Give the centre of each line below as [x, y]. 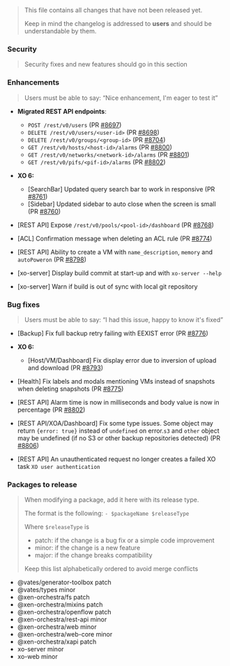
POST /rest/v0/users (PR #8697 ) [75, 124]
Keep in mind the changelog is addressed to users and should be [118, 23]
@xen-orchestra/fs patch [54, 598]
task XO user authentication [59, 466]
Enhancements [33, 82]
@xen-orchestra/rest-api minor [62, 620]
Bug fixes [24, 305]
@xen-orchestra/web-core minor [65, 635]
